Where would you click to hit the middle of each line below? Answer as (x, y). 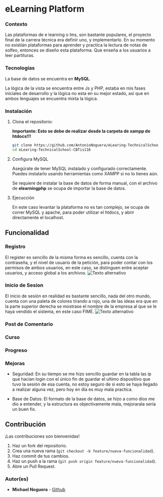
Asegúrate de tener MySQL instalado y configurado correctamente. (80, 168)
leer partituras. (20, 55)
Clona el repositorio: (32, 122)
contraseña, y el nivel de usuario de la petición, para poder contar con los (79, 262)
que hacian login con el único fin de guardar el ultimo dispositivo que (81, 379)
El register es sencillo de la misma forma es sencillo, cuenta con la (72, 257)
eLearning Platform (45, 9)
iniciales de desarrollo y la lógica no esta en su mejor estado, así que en (77, 93)
